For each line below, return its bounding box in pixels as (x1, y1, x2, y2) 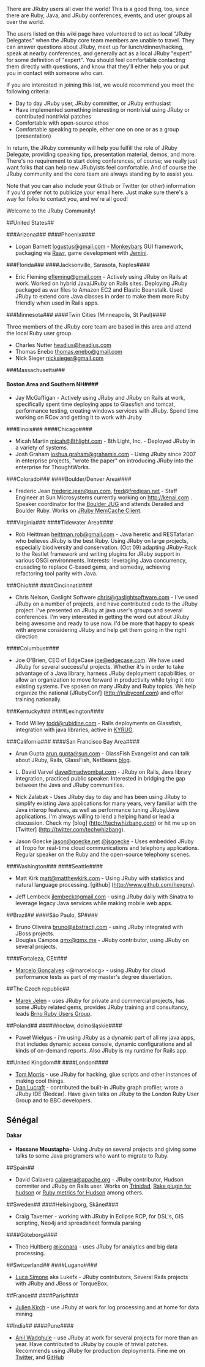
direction (15, 633, 38, 641)
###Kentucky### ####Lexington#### (6, 707, 104, 715)
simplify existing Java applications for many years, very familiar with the (15, 800, 198, 807)
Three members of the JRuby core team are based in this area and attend (6, 323, 192, 330)
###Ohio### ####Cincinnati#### (6, 582, 93, 589)
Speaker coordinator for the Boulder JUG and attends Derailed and (15, 500, 184, 508)
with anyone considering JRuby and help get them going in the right (15, 626, 187, 634)
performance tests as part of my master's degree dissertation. (15, 973, 173, 981)
